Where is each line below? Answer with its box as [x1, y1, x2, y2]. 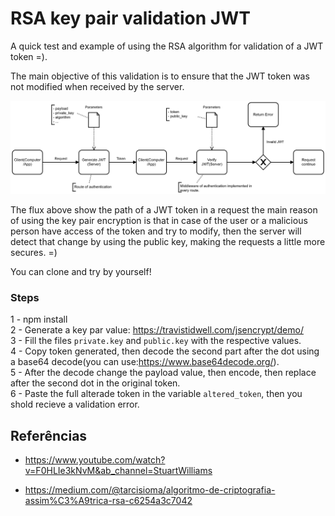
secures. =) [10, 247, 58, 259]
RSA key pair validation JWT [10, 7, 251, 30]
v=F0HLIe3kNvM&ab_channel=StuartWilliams [24, 465, 213, 477]
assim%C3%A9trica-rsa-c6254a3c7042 [24, 495, 193, 507]
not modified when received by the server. [10, 80, 185, 92]
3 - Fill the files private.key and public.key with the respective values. [10, 335, 302, 347]
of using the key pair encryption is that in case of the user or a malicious [10, 215, 308, 227]
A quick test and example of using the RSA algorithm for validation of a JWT [10, 40, 324, 52]
